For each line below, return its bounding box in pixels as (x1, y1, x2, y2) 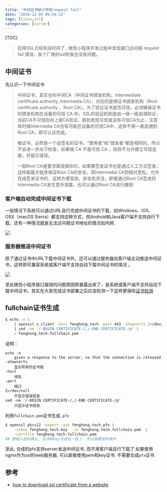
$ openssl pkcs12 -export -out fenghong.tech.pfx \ (5, 422, 114, 427)
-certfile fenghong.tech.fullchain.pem (14, 432, 97, 437)
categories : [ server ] (5, 21, 50, 26)
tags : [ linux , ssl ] (5, 16, 43, 21)
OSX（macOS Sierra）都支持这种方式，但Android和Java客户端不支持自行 (5, 214, 156, 220)
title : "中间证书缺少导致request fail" (5, 7, 82, 12)
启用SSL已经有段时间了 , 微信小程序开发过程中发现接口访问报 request (17, 45, 160, 51)
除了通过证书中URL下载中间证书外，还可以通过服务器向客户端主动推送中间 (5, 255, 158, 261)
